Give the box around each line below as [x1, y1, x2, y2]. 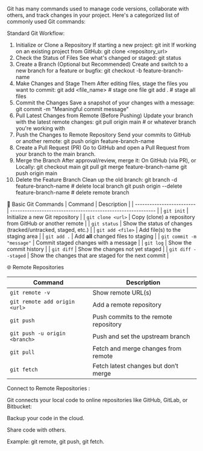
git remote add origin [10, 298, 75, 305]
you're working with [15, 125, 66, 132]
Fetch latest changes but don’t [92, 362, 179, 370]
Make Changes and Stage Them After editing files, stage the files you [15, 80, 189, 87]
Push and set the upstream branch [92, 332, 190, 341]
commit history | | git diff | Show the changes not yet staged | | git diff [7, 246, 192, 252]
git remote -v [10, 289, 51, 296]
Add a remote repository [92, 301, 162, 309]
